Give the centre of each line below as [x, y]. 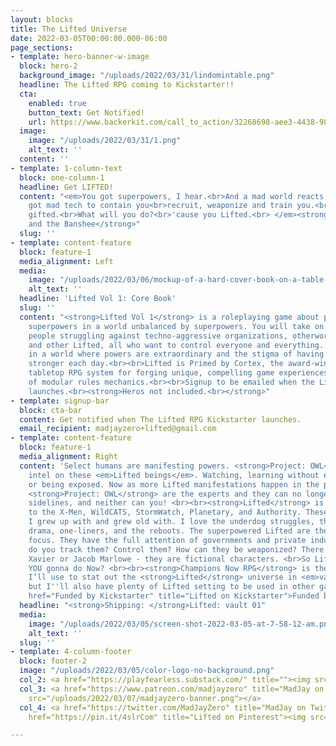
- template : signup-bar [60, 401]
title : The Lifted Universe [69, 29]
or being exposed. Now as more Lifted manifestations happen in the [174, 484]
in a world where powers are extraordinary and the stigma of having [176, 354]
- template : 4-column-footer [71, 652]
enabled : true [57, 103]
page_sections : [42, 47]
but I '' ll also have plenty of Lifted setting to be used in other [171, 587]
